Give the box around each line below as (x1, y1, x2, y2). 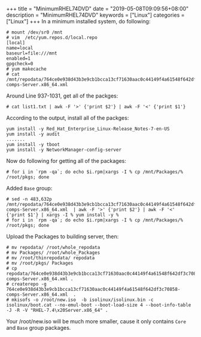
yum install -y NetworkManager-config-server (6, 147, 121, 153)
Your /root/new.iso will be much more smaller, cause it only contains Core (6, 318, 187, 325)
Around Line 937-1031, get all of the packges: (6, 92, 118, 99)
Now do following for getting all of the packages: (6, 157, 127, 164)
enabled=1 (6, 56, 31, 62)
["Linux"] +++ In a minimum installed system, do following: (6, 18, 151, 25)
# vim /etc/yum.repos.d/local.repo (6, 35, 98, 41)
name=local (6, 45, 33, 51)
